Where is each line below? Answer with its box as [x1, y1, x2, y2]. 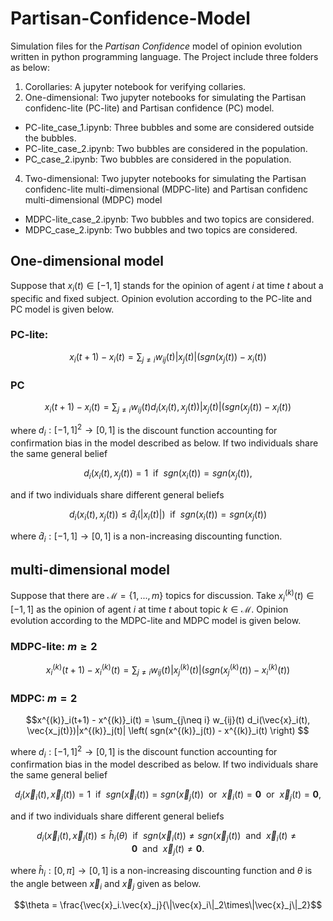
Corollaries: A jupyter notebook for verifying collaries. [24, 80, 247, 92]
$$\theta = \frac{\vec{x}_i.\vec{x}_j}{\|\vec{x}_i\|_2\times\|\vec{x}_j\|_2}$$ [13, 899, 323, 911]
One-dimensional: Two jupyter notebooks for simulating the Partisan [24, 91, 307, 103]
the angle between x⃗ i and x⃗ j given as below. [10, 877, 202, 892]
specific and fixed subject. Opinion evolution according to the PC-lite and [10, 292, 313, 304]
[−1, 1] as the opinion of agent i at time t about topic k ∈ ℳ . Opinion [10, 603, 289, 615]
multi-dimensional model [10, 561, 170, 578]
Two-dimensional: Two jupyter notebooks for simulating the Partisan [24, 172, 307, 184]
